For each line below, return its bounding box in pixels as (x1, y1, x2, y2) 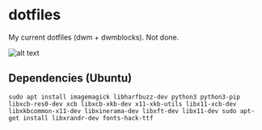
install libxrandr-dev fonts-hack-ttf (23, 114, 154, 122)
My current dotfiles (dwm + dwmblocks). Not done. (8, 32, 180, 42)
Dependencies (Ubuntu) (8, 71, 132, 86)
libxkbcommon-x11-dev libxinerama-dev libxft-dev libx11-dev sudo (8, 107, 237, 115)
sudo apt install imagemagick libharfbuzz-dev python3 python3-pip (8, 93, 241, 101)
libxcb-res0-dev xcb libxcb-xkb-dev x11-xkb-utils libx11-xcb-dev (8, 99, 237, 108)
